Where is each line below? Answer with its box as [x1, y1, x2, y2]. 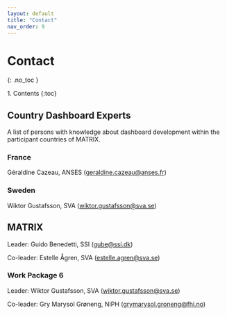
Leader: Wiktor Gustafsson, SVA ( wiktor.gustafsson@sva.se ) [7, 286, 180, 295]
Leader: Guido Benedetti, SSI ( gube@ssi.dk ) [7, 240, 133, 248]
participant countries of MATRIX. [7, 135, 101, 144]
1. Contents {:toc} [7, 90, 57, 98]
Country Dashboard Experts [7, 109, 131, 121]
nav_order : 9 [7, 23, 45, 30]
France [7, 153, 31, 162]
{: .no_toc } [7, 76, 39, 84]
